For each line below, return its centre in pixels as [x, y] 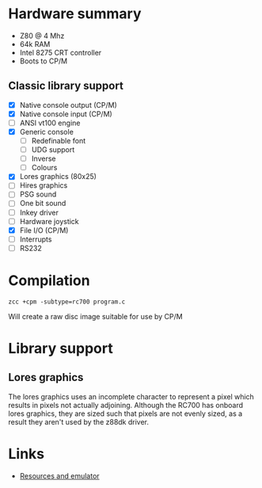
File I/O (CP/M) [44, 230]
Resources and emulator [60, 475]
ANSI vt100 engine [50, 123]
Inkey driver [39, 212]
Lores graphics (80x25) [58, 177]
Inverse [44, 158]
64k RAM [35, 44]
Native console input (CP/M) [66, 114]
